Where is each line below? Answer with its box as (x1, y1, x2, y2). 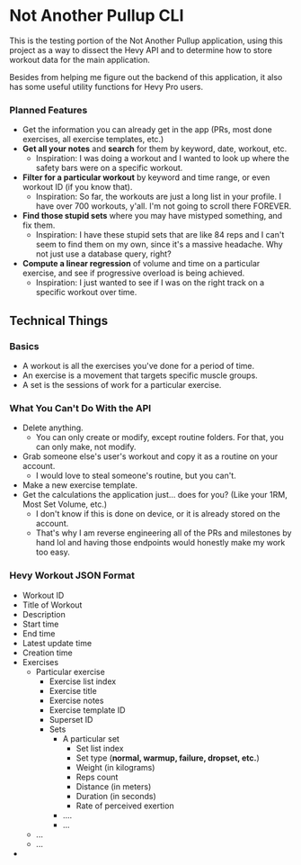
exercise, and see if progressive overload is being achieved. (22, 267, 245, 279)
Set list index (75, 743, 124, 753)
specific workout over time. (35, 287, 137, 298)
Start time (22, 618, 59, 629)
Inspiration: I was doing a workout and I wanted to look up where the (35, 153, 290, 164)
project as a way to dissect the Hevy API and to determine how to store (9, 44, 272, 55)
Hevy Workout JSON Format (9, 569, 136, 581)
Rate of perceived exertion (75, 800, 174, 811)
